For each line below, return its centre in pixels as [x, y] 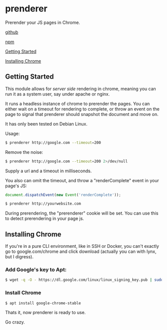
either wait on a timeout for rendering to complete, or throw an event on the [83, 109]
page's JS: [16, 186]
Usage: [12, 133]
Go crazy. [15, 322]
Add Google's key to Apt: [36, 269]
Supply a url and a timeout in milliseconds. [48, 171]
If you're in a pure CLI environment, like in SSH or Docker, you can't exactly [82, 246]
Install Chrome [23, 293]
